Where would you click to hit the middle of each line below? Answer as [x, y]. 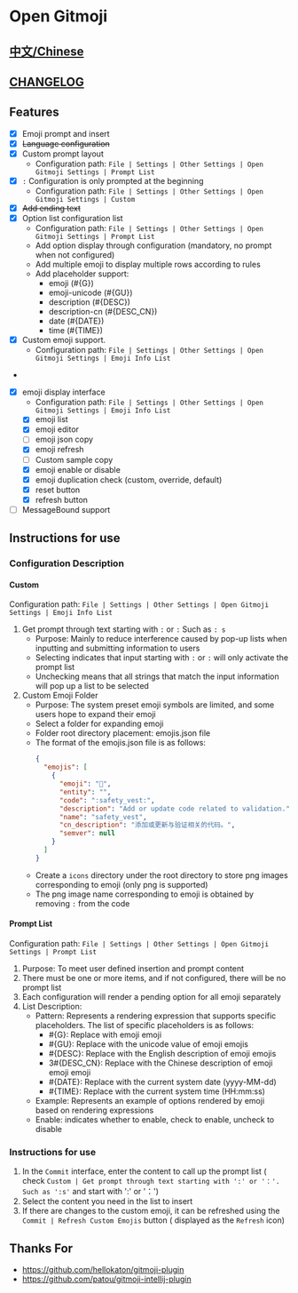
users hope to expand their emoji [96, 714]
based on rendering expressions [94, 1110]
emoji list [51, 419]
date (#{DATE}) [76, 321]
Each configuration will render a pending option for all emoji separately [151, 997]
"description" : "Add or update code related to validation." [174, 809]
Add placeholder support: [82, 274]
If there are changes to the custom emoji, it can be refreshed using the [151, 1211]
